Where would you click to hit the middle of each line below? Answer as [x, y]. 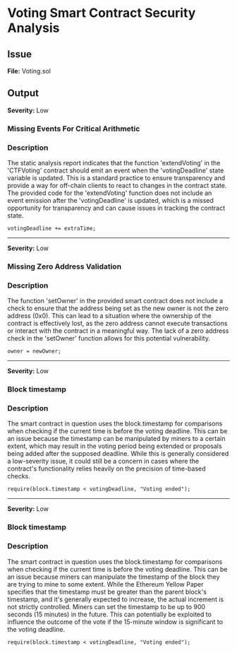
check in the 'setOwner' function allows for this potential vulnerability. [109, 339]
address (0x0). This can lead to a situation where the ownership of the [109, 316]
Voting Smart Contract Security [102, 13]
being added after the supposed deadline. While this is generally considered [118, 454]
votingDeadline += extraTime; [52, 229]
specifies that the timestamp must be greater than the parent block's [107, 592]
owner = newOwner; [34, 351]
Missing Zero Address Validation [65, 266]
